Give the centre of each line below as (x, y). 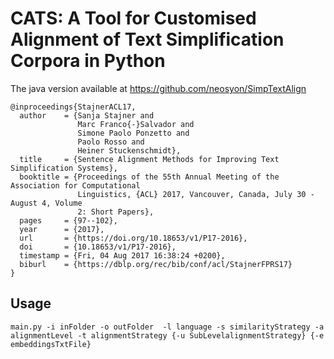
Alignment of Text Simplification (147, 39)
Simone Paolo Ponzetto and (133, 133)
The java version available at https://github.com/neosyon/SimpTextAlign (158, 88)
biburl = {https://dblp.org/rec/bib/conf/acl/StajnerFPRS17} (156, 264)
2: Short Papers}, (116, 212)
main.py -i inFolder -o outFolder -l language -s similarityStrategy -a (167, 327)
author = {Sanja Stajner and (87, 115)
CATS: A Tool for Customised (133, 18)
